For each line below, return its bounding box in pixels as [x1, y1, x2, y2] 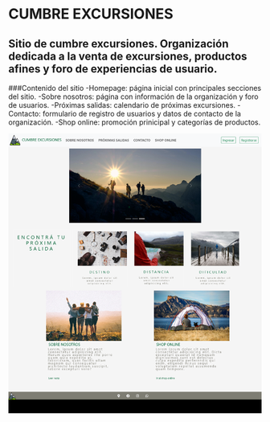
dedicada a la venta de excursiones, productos [8, 49, 247, 63]
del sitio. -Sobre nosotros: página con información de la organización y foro [8, 92, 259, 101]
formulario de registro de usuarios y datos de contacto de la [43, 109, 241, 118]
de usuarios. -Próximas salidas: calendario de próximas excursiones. [8, 100, 235, 109]
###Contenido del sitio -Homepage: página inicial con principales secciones [8, 84, 262, 92]
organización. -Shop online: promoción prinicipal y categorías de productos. [8, 117, 261, 127]
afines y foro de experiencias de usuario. [8, 62, 218, 76]
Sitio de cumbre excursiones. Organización [8, 37, 229, 51]
